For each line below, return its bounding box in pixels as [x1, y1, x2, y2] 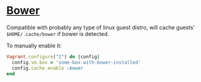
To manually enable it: [6, 42, 62, 49]
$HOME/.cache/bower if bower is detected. [6, 30, 109, 37]
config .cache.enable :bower [12, 65, 84, 71]
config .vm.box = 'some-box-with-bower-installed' [12, 59, 141, 66]
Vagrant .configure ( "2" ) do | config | [6, 53, 100, 60]
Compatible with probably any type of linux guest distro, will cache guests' [6, 24, 195, 31]
